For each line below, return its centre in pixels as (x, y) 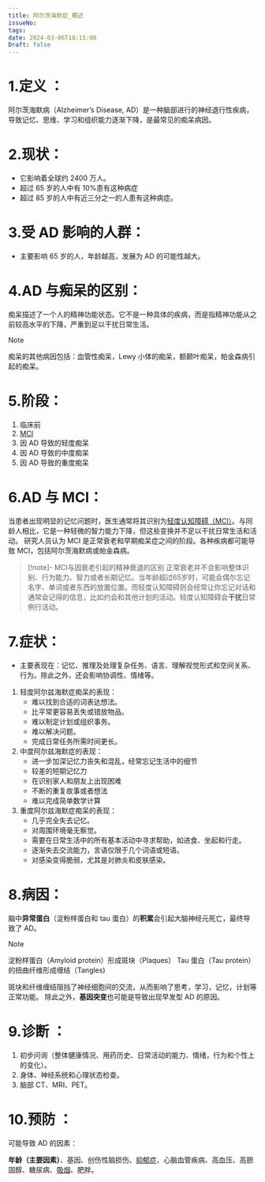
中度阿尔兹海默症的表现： (61, 751)
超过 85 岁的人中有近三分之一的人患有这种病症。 (98, 198)
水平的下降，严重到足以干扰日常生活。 (91, 324)
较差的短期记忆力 (59, 771)
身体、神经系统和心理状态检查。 (71, 1074)
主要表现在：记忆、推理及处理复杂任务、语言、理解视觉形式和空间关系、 (137, 665)
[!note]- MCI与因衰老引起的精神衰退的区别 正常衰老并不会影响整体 (135, 567)
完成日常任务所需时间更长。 (77, 741)
